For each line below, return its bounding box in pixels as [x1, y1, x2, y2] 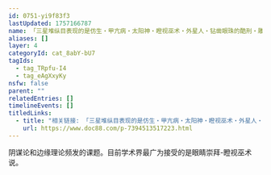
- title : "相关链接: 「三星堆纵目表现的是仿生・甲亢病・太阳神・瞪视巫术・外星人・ [15, 117, 264, 125]
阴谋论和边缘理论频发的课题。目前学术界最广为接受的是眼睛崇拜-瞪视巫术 [8, 147, 252, 157]
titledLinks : [8, 110, 52, 118]
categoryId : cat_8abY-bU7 [8, 49, 95, 57]
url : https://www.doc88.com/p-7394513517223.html [23, 124, 194, 132]
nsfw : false [8, 79, 48, 87]
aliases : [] [8, 34, 48, 43]
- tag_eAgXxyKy [15, 72, 67, 80]
